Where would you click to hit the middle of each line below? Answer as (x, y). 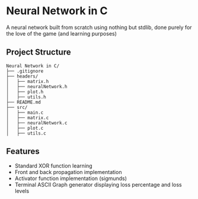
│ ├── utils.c (26, 133)
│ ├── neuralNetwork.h (37, 86)
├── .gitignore (25, 71)
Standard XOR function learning (54, 166)
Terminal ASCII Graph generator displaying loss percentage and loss (98, 184)
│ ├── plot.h (25, 92)
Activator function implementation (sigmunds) (71, 178)
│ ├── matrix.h (28, 81)
